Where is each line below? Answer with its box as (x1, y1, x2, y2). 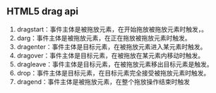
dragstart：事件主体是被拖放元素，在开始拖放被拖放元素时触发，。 (16, 24, 208, 34)
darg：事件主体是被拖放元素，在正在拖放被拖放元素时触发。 (16, 34, 191, 42)
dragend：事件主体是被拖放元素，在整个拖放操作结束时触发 (16, 77, 191, 86)
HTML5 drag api (6, 6, 79, 17)
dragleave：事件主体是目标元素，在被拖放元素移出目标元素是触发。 (16, 59, 213, 69)
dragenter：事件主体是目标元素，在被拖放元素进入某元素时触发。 (16, 42, 207, 51)
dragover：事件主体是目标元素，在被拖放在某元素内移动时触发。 (16, 51, 205, 59)
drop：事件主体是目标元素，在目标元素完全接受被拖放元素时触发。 (16, 69, 210, 77)
